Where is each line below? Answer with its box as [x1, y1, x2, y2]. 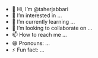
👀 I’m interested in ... [11, 12, 62, 19]
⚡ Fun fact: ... [11, 46, 45, 53]
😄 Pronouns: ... [11, 40, 50, 47]
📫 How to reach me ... [11, 31, 67, 38]
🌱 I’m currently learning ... [11, 18, 75, 25]
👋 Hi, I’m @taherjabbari [11, 6, 69, 12]
